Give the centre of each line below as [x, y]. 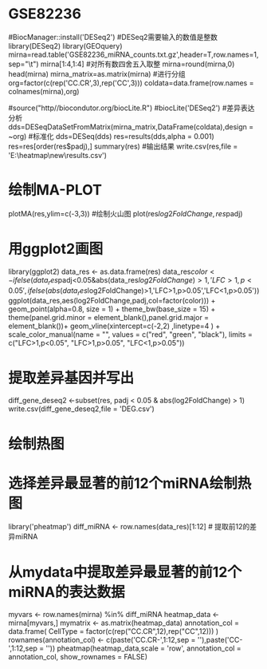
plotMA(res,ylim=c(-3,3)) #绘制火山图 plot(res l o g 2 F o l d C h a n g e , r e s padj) [126, 213]
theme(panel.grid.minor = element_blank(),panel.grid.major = [109, 318]
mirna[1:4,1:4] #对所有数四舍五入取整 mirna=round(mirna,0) [137, 64]
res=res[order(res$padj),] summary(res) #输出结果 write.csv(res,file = [123, 146]
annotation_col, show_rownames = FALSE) [78, 657]
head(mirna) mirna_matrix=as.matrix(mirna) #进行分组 [97, 73]
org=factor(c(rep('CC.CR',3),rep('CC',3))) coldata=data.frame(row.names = [131, 83]
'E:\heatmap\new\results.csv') [58, 155]
